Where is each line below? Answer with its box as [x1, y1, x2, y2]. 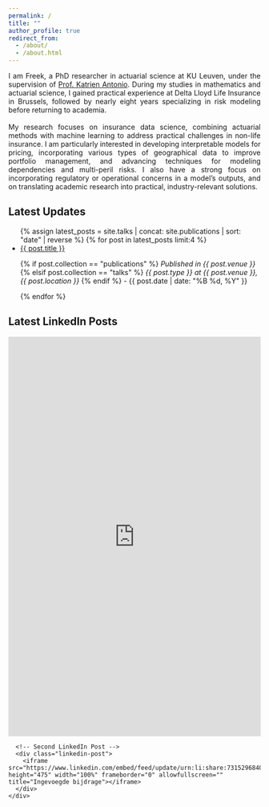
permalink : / [8, 11, 52, 20]
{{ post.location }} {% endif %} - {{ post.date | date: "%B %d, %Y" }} [19, 276, 248, 286]
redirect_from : [8, 34, 59, 43]
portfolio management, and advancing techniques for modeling [8, 156, 261, 165]
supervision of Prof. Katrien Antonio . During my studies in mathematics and [8, 79, 261, 89]
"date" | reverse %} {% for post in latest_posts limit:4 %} [19, 234, 207, 245]
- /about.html [15, 49, 62, 57]
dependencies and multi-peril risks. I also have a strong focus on [8, 165, 261, 174]
